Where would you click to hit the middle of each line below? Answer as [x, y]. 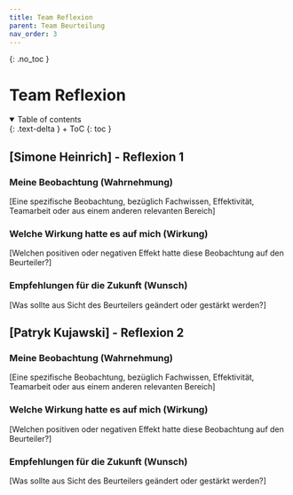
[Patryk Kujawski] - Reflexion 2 [97, 332]
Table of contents [49, 120]
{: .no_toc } [29, 59]
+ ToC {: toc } [87, 129]
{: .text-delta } [35, 129]
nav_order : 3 [33, 34]
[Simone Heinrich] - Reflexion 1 [97, 157]
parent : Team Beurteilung [57, 26]
